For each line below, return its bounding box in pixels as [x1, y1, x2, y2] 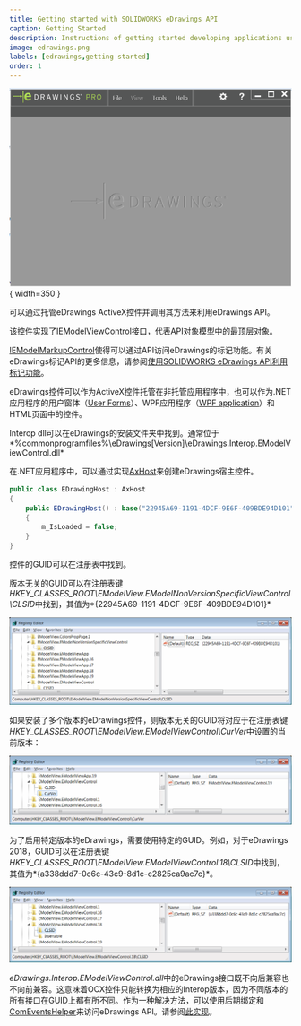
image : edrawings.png [9, 43, 90, 52]
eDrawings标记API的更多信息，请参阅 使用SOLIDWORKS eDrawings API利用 [9, 355, 288, 367]
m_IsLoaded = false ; [41, 523, 118, 532]
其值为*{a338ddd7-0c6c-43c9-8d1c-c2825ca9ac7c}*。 [9, 868, 218, 879]
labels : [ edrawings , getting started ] [9, 52, 150, 62]
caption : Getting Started [9, 23, 106, 33]
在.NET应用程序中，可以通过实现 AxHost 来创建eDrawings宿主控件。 [9, 465, 259, 476]
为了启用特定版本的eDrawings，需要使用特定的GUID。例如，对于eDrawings [9, 834, 288, 845]
